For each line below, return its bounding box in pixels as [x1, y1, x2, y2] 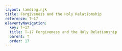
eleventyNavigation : [5, 20, 48, 26]
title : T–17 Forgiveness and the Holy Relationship [9, 30, 118, 34]
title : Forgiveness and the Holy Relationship [5, 12, 102, 17]
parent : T [9, 34, 29, 39]
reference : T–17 [5, 16, 38, 21]
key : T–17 [9, 25, 29, 30]
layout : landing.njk [5, 7, 48, 12]
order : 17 [9, 39, 29, 44]
